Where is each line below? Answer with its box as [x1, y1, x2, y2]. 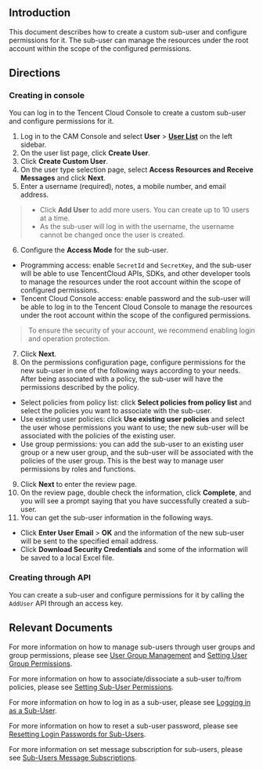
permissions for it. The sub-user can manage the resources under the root [9, 35, 249, 45]
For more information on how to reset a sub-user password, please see [9, 721, 238, 730]
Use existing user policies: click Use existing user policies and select [20, 414, 245, 423]
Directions [9, 67, 61, 80]
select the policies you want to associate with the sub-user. [20, 405, 212, 415]
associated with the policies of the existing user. [20, 430, 176, 440]
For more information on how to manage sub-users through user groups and [9, 642, 255, 652]
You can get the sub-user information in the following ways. [20, 513, 214, 522]
